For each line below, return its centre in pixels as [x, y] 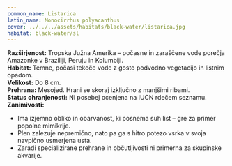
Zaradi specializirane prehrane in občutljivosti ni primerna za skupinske [119, 148]
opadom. [20, 75]
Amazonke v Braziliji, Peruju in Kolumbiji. [65, 61]
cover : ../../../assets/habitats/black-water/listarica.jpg [96, 27]
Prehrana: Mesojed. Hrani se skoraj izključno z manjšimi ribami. [99, 90]
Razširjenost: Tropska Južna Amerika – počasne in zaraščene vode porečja [116, 53]
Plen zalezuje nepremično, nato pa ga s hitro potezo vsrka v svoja [112, 133]
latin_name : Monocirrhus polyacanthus [63, 20]
